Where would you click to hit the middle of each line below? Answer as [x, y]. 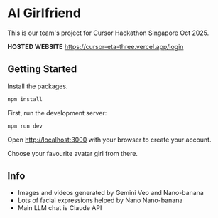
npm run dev [25, 126]
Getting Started [42, 69]
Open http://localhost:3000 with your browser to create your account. [109, 140]
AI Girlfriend [44, 13]
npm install [25, 99]
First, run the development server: [57, 113]
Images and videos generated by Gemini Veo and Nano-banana [110, 193]
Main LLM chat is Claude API [60, 208]
